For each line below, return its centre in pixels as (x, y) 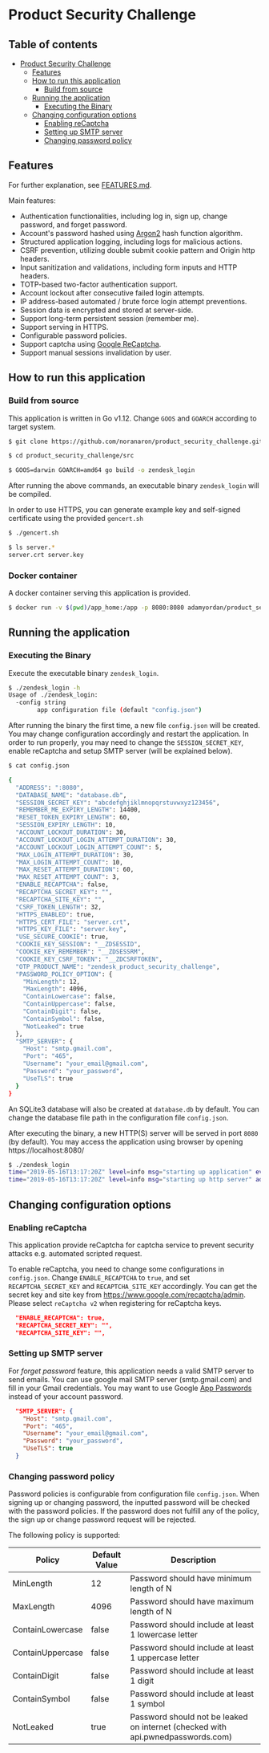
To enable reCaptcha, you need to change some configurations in (116, 1269)
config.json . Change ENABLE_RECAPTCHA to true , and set (99, 1277)
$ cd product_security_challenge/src (71, 456)
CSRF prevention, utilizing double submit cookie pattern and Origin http (137, 250)
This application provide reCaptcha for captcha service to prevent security (131, 1245)
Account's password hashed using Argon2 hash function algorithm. (131, 233)
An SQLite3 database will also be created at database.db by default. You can (134, 1108)
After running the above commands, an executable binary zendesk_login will (134, 486)
